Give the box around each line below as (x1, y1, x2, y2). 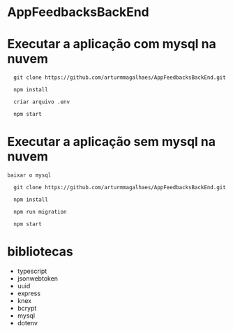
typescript (17, 267, 47, 275)
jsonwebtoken (17, 274, 58, 283)
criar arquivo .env (13, 98, 70, 105)
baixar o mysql (7, 172, 52, 179)
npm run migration (13, 209, 68, 216)
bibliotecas (7, 244, 73, 260)
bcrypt (17, 304, 37, 312)
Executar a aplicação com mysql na (7, 36, 216, 52)
